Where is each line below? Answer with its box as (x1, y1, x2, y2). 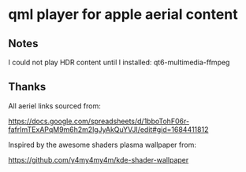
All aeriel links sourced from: (8, 101, 101, 111)
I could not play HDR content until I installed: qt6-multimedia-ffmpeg (8, 57, 230, 67)
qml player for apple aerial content (8, 5, 238, 24)
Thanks (8, 80, 47, 93)
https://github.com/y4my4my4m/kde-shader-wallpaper (8, 155, 189, 164)
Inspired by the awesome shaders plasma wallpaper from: (8, 140, 197, 149)
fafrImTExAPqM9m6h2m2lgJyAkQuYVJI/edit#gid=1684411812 (8, 124, 209, 134)
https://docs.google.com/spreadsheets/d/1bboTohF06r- (8, 116, 190, 126)
